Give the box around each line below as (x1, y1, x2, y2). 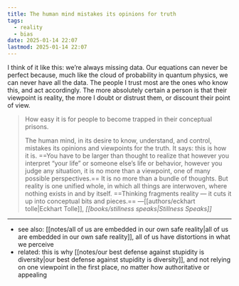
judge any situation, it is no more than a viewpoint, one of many (24, 167, 211, 175)
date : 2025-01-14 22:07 (7, 37, 78, 44)
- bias (14, 30, 33, 38)
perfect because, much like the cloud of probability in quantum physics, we (7, 71, 228, 79)
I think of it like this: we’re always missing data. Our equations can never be (7, 63, 228, 71)
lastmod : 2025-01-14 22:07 (7, 44, 87, 51)
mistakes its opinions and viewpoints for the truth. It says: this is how (24, 144, 227, 152)
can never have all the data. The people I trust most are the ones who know (7, 78, 229, 86)
